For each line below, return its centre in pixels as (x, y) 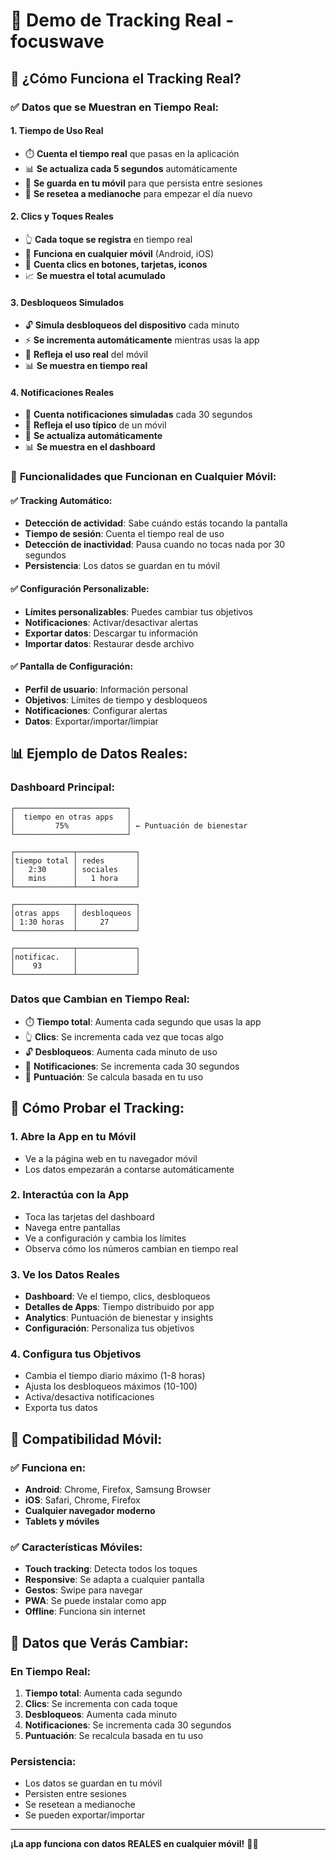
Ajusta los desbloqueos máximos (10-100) (111, 1386)
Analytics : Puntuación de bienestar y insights (119, 1318)
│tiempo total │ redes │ (75, 860)
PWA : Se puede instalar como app (95, 1601)
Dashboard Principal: (62, 787)
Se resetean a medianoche (80, 1805)
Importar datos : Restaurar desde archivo (109, 643)
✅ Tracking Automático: (61, 500)
